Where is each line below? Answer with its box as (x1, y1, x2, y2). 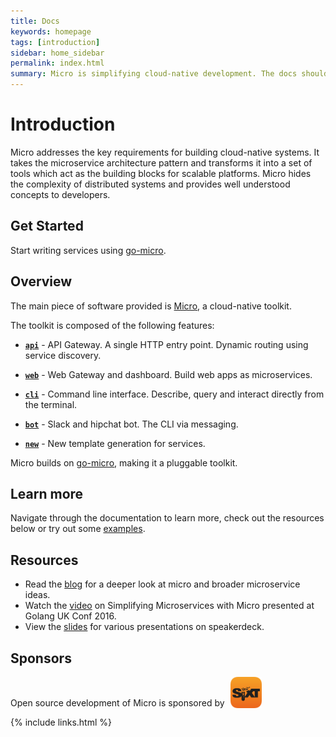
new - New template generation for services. (24, 437, 206, 449)
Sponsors (10, 650, 72, 667)
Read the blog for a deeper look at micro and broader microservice (24, 578, 301, 590)
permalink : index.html (10, 58, 105, 69)
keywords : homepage (10, 26, 92, 37)
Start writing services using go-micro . (10, 244, 167, 256)
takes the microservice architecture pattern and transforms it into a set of (10, 156, 313, 169)
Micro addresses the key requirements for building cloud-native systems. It (10, 146, 320, 158)
